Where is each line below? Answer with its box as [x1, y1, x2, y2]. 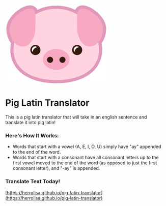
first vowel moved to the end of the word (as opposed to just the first [12, 160, 157, 166]
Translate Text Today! [5, 178, 60, 185]
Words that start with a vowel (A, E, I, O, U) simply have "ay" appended [12, 143, 161, 150]
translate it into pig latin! [5, 119, 56, 125]
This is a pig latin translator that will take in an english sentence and [5, 114, 147, 120]
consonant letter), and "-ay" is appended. [12, 165, 100, 171]
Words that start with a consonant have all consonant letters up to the [12, 155, 159, 161]
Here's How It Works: [5, 132, 59, 139]
